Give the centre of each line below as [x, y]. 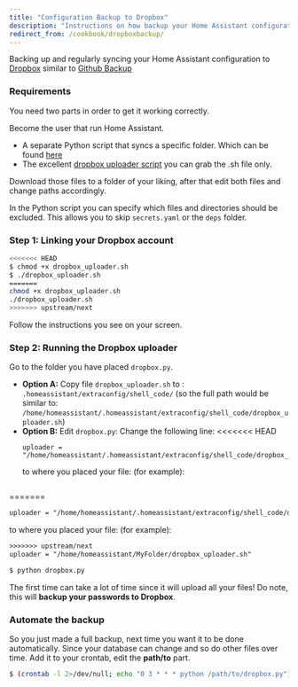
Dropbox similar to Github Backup [71, 68]
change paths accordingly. [58, 191]
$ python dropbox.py [47, 571]
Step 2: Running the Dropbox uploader [94, 348]
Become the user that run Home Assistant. [86, 128]
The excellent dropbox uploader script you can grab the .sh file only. [147, 164]
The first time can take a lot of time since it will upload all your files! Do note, [149, 587]
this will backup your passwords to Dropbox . [92, 597]
